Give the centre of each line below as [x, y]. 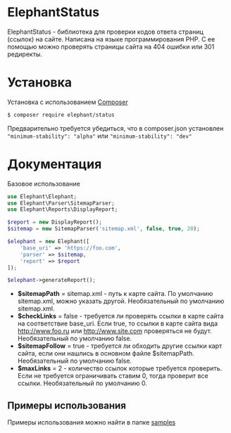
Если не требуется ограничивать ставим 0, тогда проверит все [113, 376]
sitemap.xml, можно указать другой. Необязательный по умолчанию [121, 301]
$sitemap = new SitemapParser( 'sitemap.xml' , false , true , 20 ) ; [104, 229]
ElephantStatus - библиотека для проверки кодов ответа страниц [106, 32]
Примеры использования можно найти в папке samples [92, 422]
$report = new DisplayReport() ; [55, 222]
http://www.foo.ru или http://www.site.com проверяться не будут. [115, 331]
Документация [55, 164]
